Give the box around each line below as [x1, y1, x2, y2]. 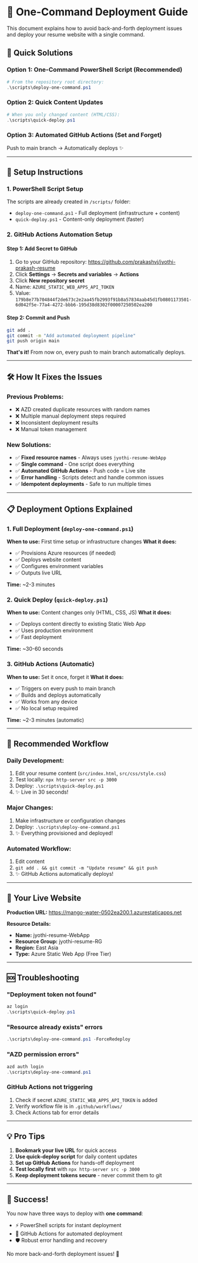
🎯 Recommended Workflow [6, 739, 109, 749]
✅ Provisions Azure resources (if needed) [15, 549, 116, 557]
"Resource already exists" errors [6, 1023, 103, 1032]
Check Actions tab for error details [15, 1109, 99, 1116]
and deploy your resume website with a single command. [6, 31, 145, 38]
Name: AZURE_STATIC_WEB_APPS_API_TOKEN [15, 283, 115, 290]
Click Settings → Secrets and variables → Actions [15, 270, 139, 278]
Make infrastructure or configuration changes [15, 817, 126, 824]
